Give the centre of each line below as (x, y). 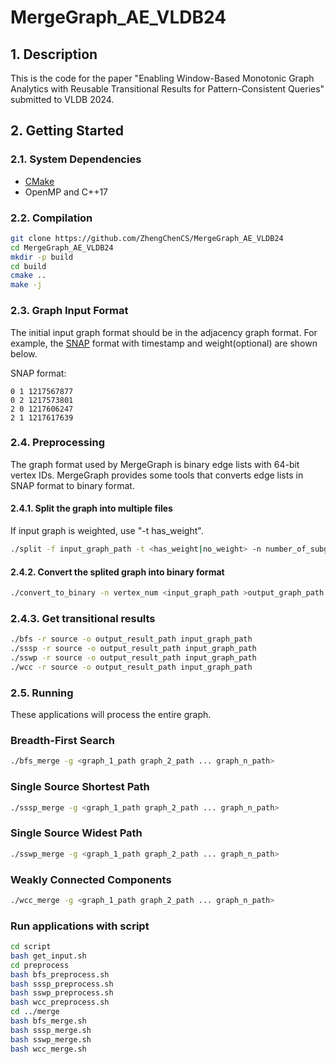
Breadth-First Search (62, 740)
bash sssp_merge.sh (51, 1030)
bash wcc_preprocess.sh (60, 1002)
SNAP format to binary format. (72, 485)
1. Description (54, 54)
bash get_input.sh (48, 956)
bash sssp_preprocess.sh (62, 984)
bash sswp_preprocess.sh (62, 993)
